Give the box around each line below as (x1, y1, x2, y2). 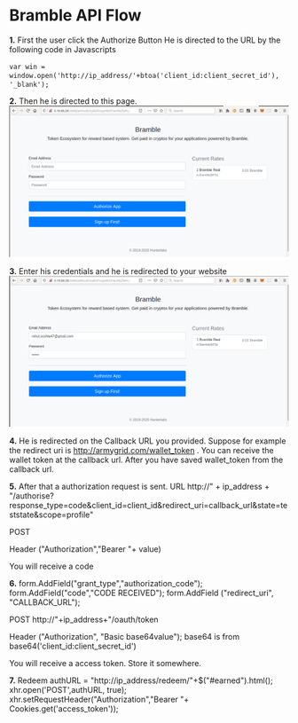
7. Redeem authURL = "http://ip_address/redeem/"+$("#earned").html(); (9, 675, 273, 686)
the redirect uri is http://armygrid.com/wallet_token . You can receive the (9, 444, 274, 455)
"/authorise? (9, 490, 55, 501)
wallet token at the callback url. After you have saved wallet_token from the (9, 454, 284, 465)
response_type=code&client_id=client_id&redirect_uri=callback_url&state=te (9, 499, 288, 510)
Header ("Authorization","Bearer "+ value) (9, 543, 161, 554)
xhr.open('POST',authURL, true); (9, 684, 127, 695)
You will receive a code (9, 561, 94, 571)
